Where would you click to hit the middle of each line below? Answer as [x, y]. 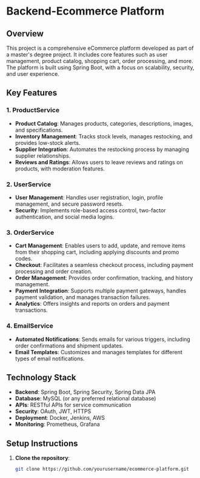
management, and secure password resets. [69, 204]
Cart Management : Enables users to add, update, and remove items [100, 246]
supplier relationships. [43, 155]
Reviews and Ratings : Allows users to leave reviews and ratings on [99, 162]
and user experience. [33, 74]
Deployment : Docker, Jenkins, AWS [60, 418]
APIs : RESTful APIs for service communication [73, 405]
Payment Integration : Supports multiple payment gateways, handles [101, 291]
